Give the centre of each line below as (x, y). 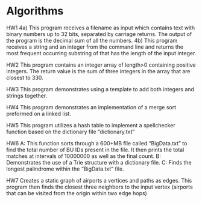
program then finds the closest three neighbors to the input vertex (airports (99, 187)
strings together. (27, 95)
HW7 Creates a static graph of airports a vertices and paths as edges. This (99, 180)
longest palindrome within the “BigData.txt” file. (65, 169)
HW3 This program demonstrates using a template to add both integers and (100, 89)
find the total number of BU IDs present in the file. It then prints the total (95, 150)
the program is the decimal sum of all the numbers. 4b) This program (92, 40)
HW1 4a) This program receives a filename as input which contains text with (101, 28)
